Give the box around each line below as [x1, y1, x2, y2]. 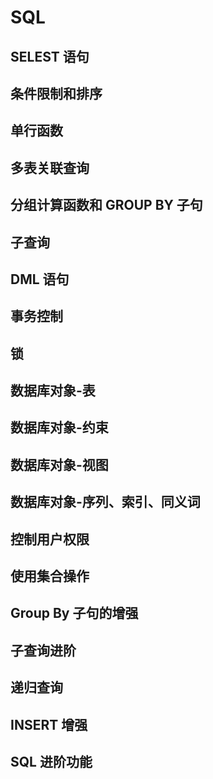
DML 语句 [10, 271, 70, 288]
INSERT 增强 [10, 716, 88, 733]
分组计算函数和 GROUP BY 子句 [10, 197, 203, 214]
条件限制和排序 [10, 85, 103, 102]
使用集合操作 [10, 568, 90, 585]
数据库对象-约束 [10, 419, 109, 436]
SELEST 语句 [10, 48, 90, 65]
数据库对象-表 [10, 382, 96, 400]
